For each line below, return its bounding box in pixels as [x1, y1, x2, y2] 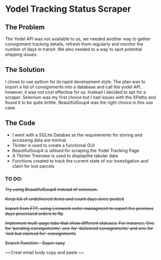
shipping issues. [5, 51, 38, 57]
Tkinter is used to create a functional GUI [12, 142, 95, 148]
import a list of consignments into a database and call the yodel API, [5, 84, 142, 90]
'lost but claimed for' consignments [5, 230, 77, 236]
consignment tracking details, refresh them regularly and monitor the [5, 41, 143, 47]
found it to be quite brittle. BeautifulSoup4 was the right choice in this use [5, 99, 153, 105]
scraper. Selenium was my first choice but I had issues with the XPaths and [5, 94, 156, 100]
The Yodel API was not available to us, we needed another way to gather [5, 36, 151, 42]
